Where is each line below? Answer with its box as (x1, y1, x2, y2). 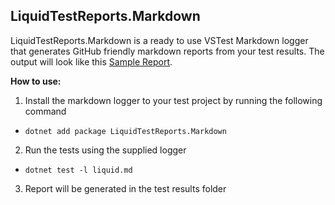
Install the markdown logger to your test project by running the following (24, 94, 323, 106)
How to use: (10, 75, 62, 87)
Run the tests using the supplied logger (24, 144, 187, 156)
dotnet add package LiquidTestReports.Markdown (24, 126, 227, 136)
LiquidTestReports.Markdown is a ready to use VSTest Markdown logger (10, 34, 309, 46)
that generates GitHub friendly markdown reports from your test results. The (10, 45, 325, 57)
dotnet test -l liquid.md (24, 165, 133, 175)
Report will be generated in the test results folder (24, 182, 227, 194)
